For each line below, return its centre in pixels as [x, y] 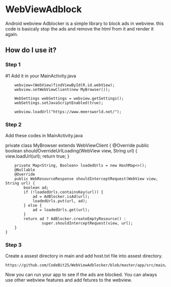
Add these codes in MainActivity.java [44, 135]
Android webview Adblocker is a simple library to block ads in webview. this [84, 23]
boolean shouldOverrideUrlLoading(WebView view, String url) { [71, 150]
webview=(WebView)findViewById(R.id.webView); [65, 85]
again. [12, 34]
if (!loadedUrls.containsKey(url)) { [63, 192]
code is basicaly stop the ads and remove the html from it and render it [79, 28]
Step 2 [13, 124]
